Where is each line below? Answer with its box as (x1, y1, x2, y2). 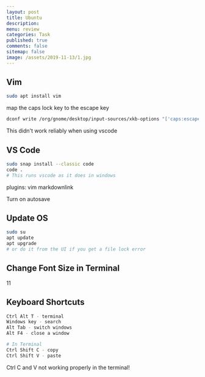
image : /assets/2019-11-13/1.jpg (6, 54, 92, 60)
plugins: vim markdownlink (6, 183, 74, 191)
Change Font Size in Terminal (6, 263, 120, 274)
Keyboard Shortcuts (6, 297, 85, 307)
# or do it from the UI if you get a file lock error (6, 246, 146, 252)
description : (6, 20, 40, 26)
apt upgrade (6, 241, 37, 247)
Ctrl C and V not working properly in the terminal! (6, 364, 130, 371)
